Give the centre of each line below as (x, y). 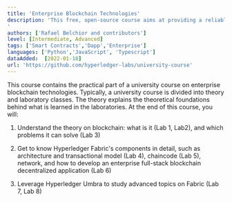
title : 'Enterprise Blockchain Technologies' (74, 13)
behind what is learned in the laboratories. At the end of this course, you (110, 107)
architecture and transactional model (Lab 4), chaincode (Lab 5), (109, 156)
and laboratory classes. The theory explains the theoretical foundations (109, 99)
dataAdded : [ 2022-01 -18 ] (44, 59)
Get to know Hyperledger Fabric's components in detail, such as (109, 148)
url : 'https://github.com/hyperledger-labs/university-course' (100, 65)
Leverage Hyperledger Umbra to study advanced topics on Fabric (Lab (118, 183)
